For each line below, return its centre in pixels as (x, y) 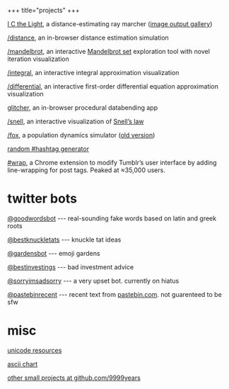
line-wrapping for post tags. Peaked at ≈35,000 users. (87, 170)
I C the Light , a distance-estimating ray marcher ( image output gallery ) (110, 24)
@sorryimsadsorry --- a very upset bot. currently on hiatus (93, 281)
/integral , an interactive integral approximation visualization (93, 73)
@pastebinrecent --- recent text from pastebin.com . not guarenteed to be (115, 294)
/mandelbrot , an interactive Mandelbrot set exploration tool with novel (109, 51)
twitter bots (42, 199)
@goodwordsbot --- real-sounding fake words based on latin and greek (112, 218)
